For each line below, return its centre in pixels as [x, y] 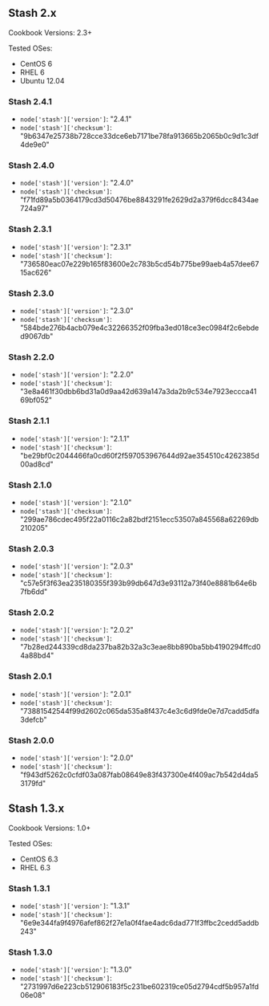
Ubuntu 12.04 [42, 80]
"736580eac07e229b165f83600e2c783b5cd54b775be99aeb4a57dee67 [139, 263]
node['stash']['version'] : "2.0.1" [76, 694]
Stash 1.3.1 [29, 888]
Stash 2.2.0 [31, 356]
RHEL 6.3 [35, 867]
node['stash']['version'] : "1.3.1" [75, 906]
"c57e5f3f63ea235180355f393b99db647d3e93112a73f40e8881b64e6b [139, 583]
